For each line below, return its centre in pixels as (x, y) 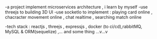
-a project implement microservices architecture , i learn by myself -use (77, 7)
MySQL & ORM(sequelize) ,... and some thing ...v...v (56, 32)
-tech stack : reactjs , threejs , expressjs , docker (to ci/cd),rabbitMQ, (74, 26)
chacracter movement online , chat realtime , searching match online (73, 17)
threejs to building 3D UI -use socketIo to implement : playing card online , (79, 12)
